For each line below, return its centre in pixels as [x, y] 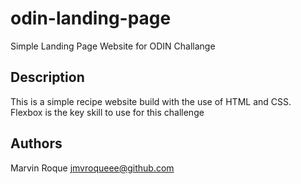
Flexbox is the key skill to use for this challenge [107, 112]
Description [47, 77]
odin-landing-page [91, 18]
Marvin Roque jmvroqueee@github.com [92, 168]
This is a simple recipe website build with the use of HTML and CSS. [151, 101]
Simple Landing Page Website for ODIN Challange [113, 46]
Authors [36, 143]
